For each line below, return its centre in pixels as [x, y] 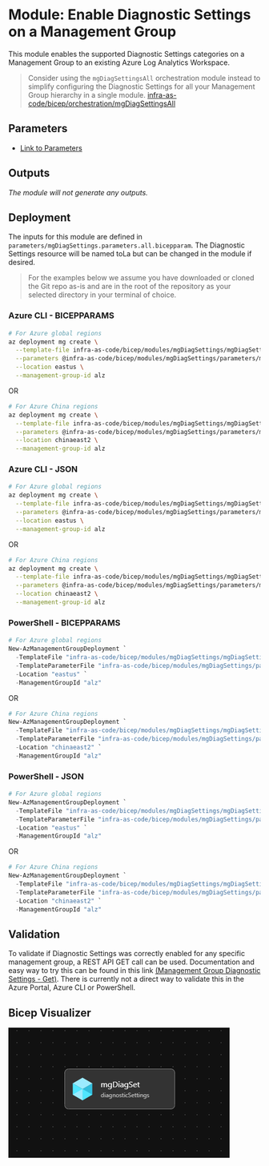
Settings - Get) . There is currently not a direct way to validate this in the [126, 979]
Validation [34, 934]
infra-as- [162, 94]
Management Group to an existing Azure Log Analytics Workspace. [119, 62]
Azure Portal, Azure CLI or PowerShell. [72, 987]
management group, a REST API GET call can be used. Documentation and [131, 962]
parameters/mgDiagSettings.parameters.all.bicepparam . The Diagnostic [127, 245]
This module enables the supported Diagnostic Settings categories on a [126, 54]
